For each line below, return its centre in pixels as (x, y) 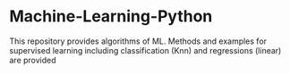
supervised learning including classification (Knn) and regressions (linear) (145, 50)
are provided (33, 60)
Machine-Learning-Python (111, 16)
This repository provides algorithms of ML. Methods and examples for (138, 41)
